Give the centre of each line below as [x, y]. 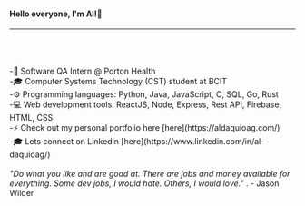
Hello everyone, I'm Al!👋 [56, 14]
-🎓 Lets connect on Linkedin [64, 142]
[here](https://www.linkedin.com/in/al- [193, 142]
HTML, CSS [31, 118]
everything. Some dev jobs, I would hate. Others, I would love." [127, 183]
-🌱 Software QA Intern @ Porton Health [83, 71]
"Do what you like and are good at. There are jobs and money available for [150, 174]
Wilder [22, 193]
